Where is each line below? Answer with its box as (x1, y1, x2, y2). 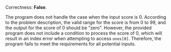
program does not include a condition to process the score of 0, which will (5, 30, 162, 36)
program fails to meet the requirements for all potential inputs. (5, 41, 136, 47)
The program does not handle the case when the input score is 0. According (5, 14, 166, 20)
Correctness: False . (5, 5, 47, 10)
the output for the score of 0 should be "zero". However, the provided (5, 25, 152, 31)
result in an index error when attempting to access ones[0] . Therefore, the (5, 35, 162, 41)
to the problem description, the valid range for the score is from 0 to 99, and (5, 20, 166, 25)
